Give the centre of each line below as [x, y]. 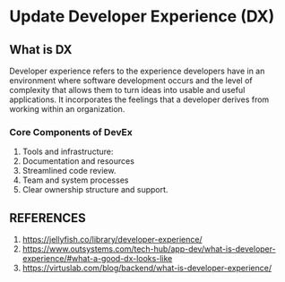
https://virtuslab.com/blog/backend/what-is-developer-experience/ [147, 268]
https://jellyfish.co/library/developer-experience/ [112, 240]
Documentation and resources [78, 161]
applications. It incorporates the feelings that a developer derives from [139, 99]
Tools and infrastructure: [68, 152]
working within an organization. [67, 109]
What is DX [41, 50]
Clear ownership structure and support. [95, 190]
